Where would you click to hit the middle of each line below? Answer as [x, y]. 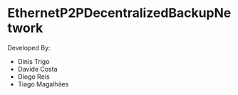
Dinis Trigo [33, 61]
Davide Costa [38, 69]
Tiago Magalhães [43, 84]
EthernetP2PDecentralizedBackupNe [119, 13]
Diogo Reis [33, 77]
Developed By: [29, 47]
